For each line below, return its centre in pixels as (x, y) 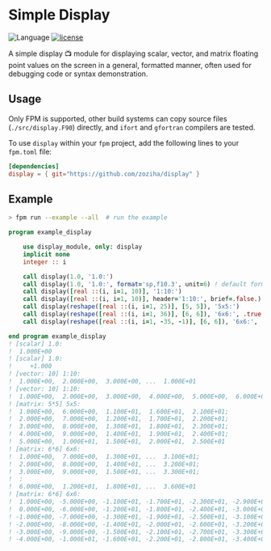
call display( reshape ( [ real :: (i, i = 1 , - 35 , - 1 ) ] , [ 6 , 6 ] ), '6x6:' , (140, 321)
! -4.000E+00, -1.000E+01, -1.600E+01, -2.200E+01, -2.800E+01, (119, 540)
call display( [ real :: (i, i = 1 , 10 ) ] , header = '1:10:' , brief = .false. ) (142, 299)
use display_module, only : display (83, 247)
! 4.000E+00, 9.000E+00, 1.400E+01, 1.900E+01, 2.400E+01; (119, 434)
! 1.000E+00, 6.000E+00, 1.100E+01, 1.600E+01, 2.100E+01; (119, 411)
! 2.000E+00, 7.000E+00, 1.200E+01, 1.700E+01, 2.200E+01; (119, 419)
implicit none (46, 254)
